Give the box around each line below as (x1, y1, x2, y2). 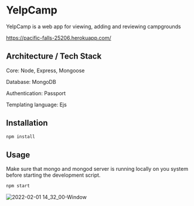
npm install (6, 133, 35, 140)
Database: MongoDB (6, 78, 57, 85)
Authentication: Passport (6, 89, 66, 97)
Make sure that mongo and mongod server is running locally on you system (6, 166, 189, 173)
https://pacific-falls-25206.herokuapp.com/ (6, 34, 111, 41)
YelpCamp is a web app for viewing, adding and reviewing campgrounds (6, 23, 181, 30)
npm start (6, 183, 30, 189)
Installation (6, 118, 48, 128)
